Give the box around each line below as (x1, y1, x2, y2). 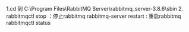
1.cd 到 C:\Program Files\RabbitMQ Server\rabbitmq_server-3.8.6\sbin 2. (6, 5, 183, 12)
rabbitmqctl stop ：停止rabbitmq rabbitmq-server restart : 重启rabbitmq (6, 12, 181, 20)
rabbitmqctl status (6, 20, 51, 26)
